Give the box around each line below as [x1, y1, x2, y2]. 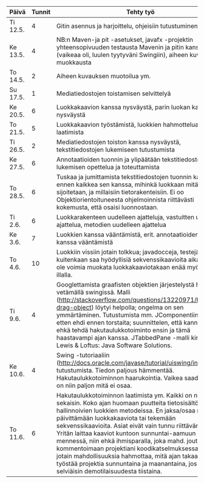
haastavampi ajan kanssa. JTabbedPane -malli [56, 334, 190, 342]
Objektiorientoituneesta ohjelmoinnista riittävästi [56, 195, 194, 204]
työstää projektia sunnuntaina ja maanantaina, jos [56, 459, 197, 468]
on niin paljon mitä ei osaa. [56, 382, 132, 390]
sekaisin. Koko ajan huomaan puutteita [56, 399, 166, 407]
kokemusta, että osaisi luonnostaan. [56, 203, 159, 211]
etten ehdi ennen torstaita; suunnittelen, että [56, 319, 182, 326]
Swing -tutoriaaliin [56, 351, 110, 359]
